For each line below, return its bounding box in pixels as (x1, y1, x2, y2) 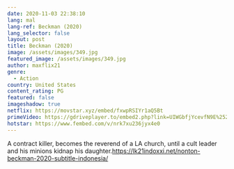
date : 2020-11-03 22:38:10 (7, 10, 86, 17)
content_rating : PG (7, 88, 64, 95)
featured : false (7, 95, 54, 102)
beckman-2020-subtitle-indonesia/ (7, 154, 109, 162)
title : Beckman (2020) (7, 42, 73, 49)
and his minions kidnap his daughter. (7, 147, 113, 155)
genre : (7, 68, 26, 75)
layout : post (7, 36, 45, 43)
